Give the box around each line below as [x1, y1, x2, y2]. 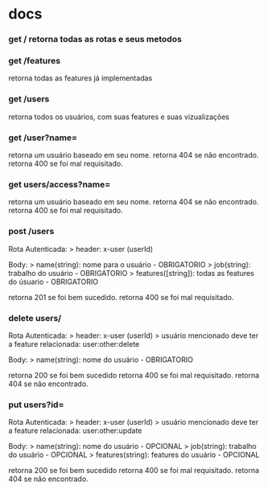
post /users [8, 226, 55, 237]
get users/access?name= [8, 179, 111, 190]
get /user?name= [8, 132, 78, 143]
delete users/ [8, 312, 62, 323]
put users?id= [8, 399, 64, 410]
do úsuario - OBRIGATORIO [8, 277, 99, 286]
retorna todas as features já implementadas [8, 73, 153, 83]
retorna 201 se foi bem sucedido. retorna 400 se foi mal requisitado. [8, 292, 234, 302]
